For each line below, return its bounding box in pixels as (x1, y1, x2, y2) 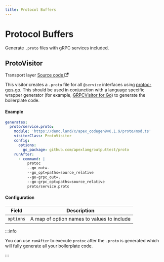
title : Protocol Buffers (5, 7, 56, 12)
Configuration (5, 194, 35, 200)
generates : (5, 119, 28, 125)
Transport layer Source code (5, 72, 63, 78)
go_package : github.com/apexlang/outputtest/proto (23, 147, 129, 152)
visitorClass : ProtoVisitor (14, 134, 72, 139)
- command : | (18, 156, 45, 161)
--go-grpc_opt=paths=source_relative (27, 179, 105, 184)
